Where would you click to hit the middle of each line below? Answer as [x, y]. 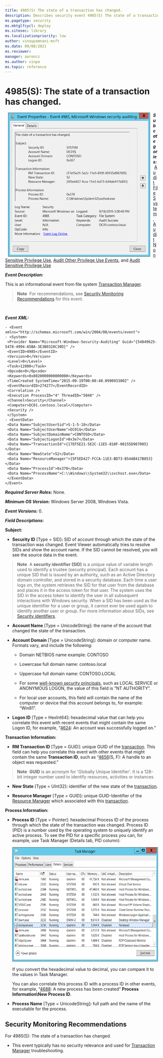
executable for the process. [40, 1009]
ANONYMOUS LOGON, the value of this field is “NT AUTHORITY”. [85, 688]
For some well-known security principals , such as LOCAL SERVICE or [89, 683]
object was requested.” [35, 762]
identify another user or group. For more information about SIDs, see [85, 611]
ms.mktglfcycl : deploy [28, 26]
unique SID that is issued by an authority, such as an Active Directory [86, 575]
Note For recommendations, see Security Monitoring [70, 294]
